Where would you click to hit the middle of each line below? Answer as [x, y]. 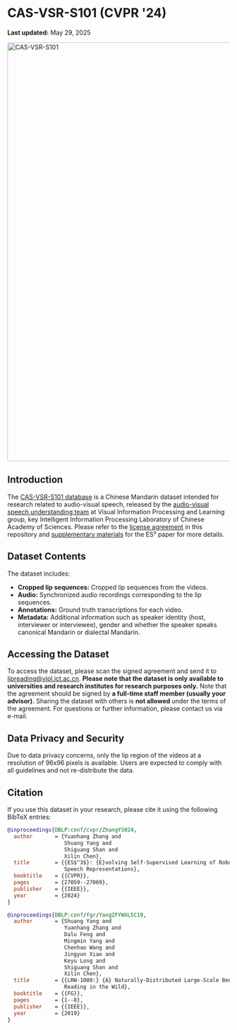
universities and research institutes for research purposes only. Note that [117, 686]
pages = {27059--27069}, [61, 883]
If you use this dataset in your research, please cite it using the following [113, 810]
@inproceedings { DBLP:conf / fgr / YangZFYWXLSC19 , [77, 915]
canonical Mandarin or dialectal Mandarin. [79, 632]
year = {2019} [47, 1013]
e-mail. [18, 716]
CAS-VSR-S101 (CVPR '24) [87, 13]
